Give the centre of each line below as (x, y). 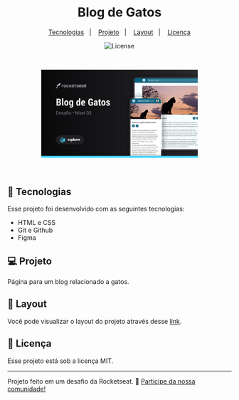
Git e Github (35, 230)
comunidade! (27, 389)
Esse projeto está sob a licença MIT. (60, 361)
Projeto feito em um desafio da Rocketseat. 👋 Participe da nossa (101, 381)
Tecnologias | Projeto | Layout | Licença (119, 32)
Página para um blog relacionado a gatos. (68, 281)
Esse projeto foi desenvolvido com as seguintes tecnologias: (96, 209)
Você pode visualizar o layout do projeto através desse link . (95, 321)
